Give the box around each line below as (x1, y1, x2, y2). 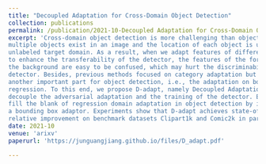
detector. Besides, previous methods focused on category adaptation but (8, 71, 257, 78)
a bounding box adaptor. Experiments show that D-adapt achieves (8, 108, 228, 116)
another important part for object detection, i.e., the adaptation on (8, 78, 249, 86)
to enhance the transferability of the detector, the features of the (8, 56, 246, 64)
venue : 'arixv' (8, 129, 59, 137)
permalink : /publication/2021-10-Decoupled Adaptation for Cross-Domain (8, 26, 253, 34)
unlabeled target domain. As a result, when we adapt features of (8, 48, 232, 56)
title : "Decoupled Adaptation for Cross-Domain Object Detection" (8, 11, 232, 20)
